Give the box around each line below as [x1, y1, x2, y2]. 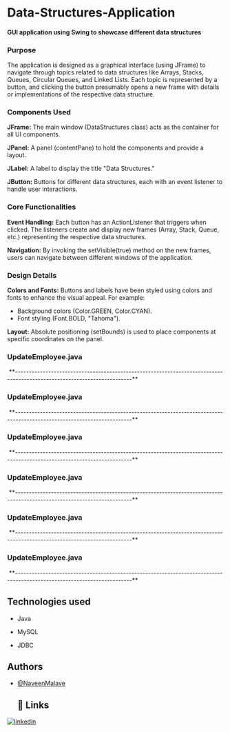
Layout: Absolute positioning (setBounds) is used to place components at [7, 327, 216, 336]
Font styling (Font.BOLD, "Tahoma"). [17, 314, 121, 322]
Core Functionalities [7, 202, 76, 212]
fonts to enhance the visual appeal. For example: [7, 293, 145, 301]
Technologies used [7, 596, 91, 608]
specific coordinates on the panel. [7, 334, 104, 343]
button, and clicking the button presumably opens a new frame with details [7, 83, 220, 91]
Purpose [7, 45, 36, 54]
